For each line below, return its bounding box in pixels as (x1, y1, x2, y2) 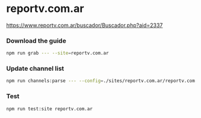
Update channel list (6, 65, 64, 73)
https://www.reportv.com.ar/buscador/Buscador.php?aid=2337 (6, 22, 163, 29)
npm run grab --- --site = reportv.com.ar (6, 50, 110, 56)
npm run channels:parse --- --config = (6, 78, 104, 84)
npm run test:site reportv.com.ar (6, 105, 93, 112)
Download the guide (6, 37, 66, 45)
